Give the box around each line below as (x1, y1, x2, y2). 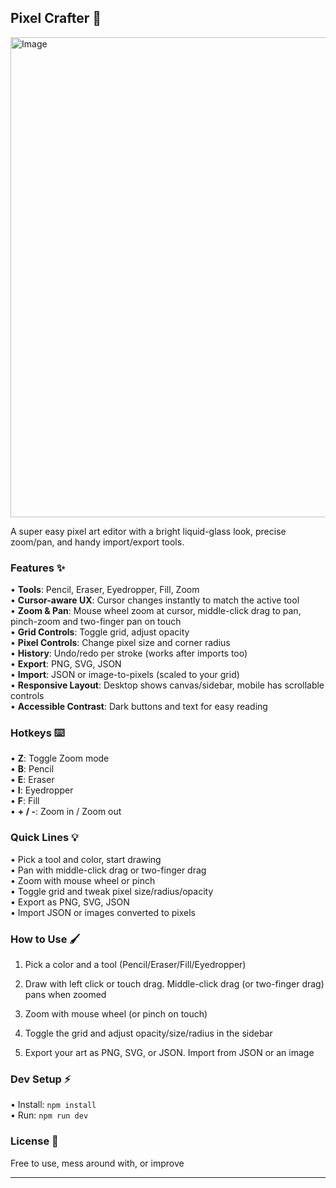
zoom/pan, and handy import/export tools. (10, 536, 185, 548)
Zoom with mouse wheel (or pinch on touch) (24, 1008, 208, 1020)
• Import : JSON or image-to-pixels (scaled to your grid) (10, 669, 240, 681)
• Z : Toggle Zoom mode (10, 752, 110, 765)
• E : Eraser (10, 774, 55, 786)
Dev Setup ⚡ (10, 1072, 72, 1086)
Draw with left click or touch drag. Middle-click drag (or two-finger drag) (24, 978, 325, 990)
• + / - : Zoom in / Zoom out (10, 806, 122, 818)
